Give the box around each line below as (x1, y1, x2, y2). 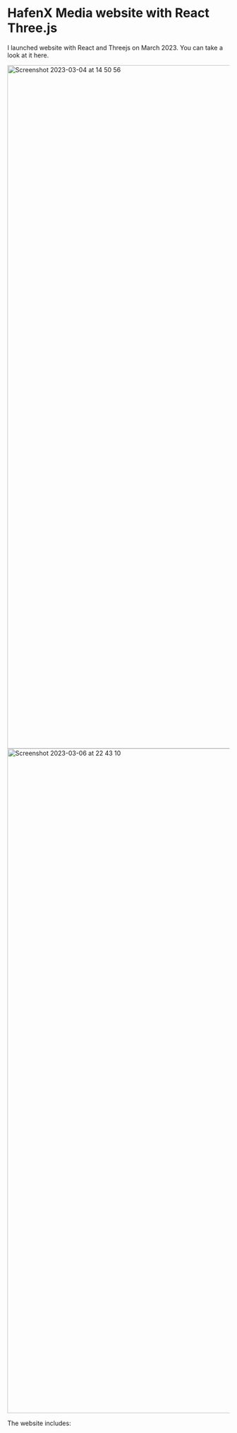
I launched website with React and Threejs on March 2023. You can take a (7, 43, 224, 52)
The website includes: (7, 1419, 72, 1427)
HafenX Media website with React (7, 5, 210, 21)
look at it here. (7, 51, 49, 59)
